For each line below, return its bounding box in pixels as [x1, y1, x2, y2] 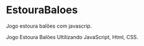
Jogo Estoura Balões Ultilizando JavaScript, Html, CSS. [6, 33, 139, 40]
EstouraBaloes [6, 3, 78, 17]
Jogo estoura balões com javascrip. [6, 22, 92, 29]
